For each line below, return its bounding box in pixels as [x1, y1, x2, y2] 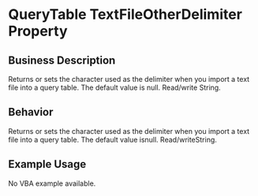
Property [8, 22, 69, 40]
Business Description [8, 54, 116, 67]
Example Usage [8, 157, 87, 171]
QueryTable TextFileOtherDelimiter [8, 6, 243, 24]
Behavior [8, 105, 54, 119]
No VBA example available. [8, 179, 96, 188]
